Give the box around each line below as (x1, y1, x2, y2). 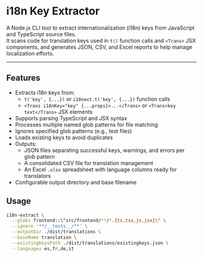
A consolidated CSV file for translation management (24, 159, 153, 166)
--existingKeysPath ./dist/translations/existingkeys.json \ (11, 240, 169, 246)
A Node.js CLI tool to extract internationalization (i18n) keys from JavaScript (6, 24, 195, 31)
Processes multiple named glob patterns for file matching (14, 121, 158, 128)
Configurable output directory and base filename (14, 178, 137, 186)
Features (6, 73, 40, 83)
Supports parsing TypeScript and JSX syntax (14, 115, 127, 122)
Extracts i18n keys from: (14, 89, 75, 96)
